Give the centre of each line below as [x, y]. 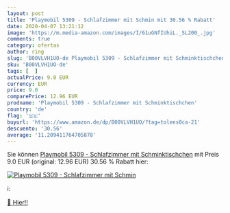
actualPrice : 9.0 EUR [38, 77]
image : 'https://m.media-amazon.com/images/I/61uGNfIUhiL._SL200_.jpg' [111, 33]
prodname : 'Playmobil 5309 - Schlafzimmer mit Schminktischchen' [102, 103]
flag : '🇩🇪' [24, 115]
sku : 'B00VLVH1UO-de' [38, 65]
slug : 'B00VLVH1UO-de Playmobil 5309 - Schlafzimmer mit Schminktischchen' [117, 58]
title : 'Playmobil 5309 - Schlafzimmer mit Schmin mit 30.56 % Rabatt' [111, 20]
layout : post [26, 13]
